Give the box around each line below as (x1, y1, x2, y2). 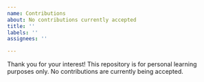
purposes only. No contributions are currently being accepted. (7, 68, 184, 76)
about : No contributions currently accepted (7, 16, 137, 23)
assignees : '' (7, 36, 48, 42)
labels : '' (7, 29, 38, 36)
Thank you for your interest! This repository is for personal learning (7, 60, 197, 68)
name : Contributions (7, 10, 67, 17)
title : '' (7, 23, 36, 29)
